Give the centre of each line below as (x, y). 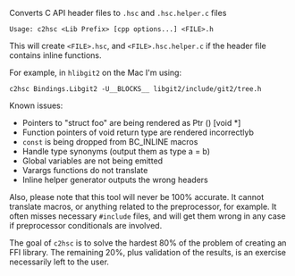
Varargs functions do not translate (85, 170)
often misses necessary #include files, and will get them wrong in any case (147, 216)
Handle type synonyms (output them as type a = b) (116, 151)
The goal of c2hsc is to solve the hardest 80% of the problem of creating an (148, 243)
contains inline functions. (55, 55)
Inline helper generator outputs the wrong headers (115, 180)
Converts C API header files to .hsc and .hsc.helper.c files (118, 13)
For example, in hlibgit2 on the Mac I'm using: (95, 72)
